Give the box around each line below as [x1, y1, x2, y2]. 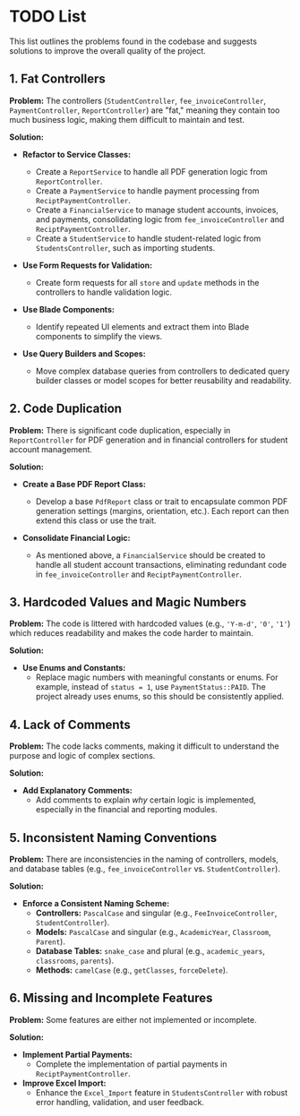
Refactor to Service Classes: [21, 149, 132, 159]
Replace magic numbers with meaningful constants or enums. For [35, 672, 279, 682]
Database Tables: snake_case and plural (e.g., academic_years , [35, 946, 266, 956]
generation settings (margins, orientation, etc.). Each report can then [35, 505, 289, 516]
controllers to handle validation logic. [35, 287, 173, 297]
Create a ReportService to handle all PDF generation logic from [35, 166, 268, 176]
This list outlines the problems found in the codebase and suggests [9, 36, 258, 47]
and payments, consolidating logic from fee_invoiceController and [35, 213, 285, 225]
